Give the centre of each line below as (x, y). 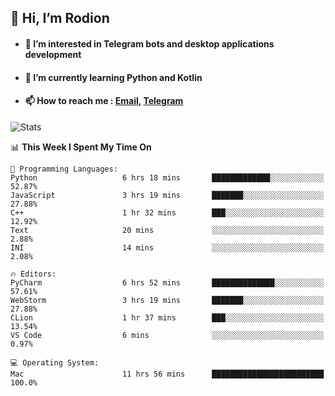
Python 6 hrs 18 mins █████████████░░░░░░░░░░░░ (167, 177)
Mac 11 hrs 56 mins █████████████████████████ (167, 374)
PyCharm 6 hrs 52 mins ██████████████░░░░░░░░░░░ (167, 282)
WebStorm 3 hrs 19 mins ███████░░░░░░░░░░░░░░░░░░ (167, 300)
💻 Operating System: (55, 362)
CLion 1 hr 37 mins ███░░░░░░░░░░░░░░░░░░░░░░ (167, 317)
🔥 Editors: (33, 274)
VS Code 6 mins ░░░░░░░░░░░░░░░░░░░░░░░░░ (167, 335)
